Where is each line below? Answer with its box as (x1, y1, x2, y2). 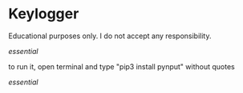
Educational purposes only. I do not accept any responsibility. (8, 31, 212, 41)
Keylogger (8, 5, 79, 23)
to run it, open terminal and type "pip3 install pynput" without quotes (8, 61, 235, 72)
